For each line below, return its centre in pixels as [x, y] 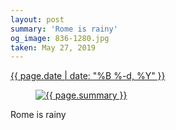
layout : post [37, 19]
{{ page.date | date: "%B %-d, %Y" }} [88, 76]
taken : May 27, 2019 [53, 47]
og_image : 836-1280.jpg [60, 38]
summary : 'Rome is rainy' [64, 29]
